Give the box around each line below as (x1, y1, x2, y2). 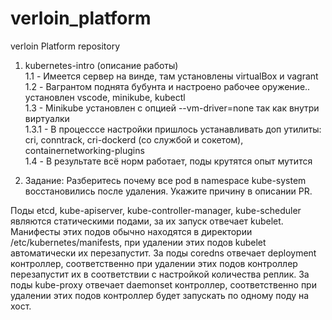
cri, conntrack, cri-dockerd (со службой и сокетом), (24, 133, 244, 146)
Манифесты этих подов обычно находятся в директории (10, 225, 253, 237)
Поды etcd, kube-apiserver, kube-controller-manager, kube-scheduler (10, 204, 302, 216)
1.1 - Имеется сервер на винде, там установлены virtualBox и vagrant (24, 70, 319, 82)
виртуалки (24, 112, 70, 124)
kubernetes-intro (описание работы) (24, 59, 179, 71)
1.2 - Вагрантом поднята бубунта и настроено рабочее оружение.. (24, 80, 311, 92)
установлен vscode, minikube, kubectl (24, 91, 186, 103)
